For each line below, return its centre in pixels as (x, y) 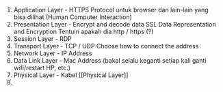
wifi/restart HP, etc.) (42, 68)
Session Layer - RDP (42, 39)
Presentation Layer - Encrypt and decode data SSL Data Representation (115, 24)
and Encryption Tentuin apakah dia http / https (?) (83, 31)
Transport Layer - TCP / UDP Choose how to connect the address (106, 46)
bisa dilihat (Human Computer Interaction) (73, 17)
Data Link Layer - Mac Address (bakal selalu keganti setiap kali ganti (110, 60)
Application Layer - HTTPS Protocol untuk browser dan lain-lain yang (111, 10)
